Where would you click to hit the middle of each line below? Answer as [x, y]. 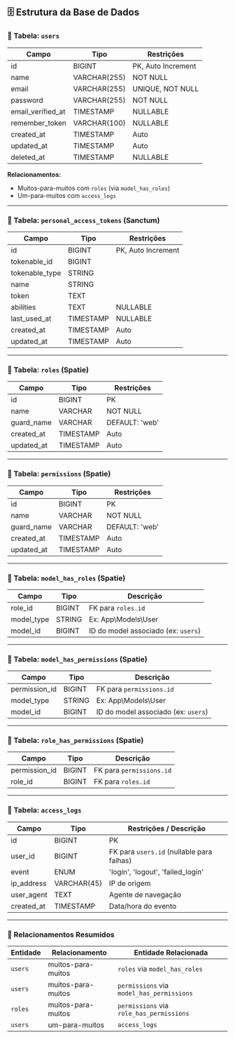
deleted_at [28, 157]
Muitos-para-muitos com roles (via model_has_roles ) [94, 188]
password [27, 100]
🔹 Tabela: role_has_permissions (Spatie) [76, 741]
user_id [23, 856]
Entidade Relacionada [171, 953]
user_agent [29, 894]
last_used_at [31, 319]
